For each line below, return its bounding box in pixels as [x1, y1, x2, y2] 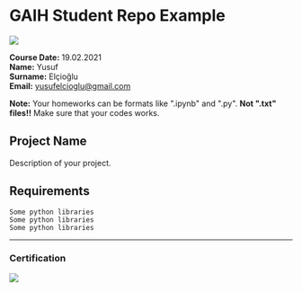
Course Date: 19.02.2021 [9, 51, 102, 63]
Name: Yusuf [9, 61, 58, 72]
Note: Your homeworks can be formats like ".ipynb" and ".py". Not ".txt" [9, 98, 277, 109]
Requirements [9, 183, 90, 199]
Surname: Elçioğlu [9, 71, 79, 82]
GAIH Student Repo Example [9, 5, 226, 26]
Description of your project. [9, 157, 111, 168]
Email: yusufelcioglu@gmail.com [9, 80, 131, 91]
